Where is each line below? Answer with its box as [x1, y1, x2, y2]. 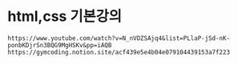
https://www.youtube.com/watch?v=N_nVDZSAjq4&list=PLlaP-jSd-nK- [7, 34, 230, 42]
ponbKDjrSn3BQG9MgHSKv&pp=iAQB [7, 41, 112, 49]
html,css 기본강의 [7, 7, 122, 26]
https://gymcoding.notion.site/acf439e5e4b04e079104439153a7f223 [7, 48, 230, 56]
